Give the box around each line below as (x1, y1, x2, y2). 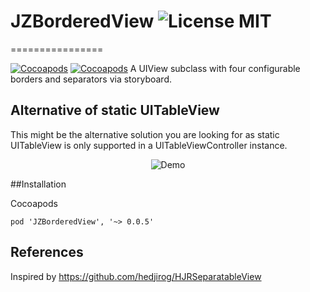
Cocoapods (10, 197, 58, 209)
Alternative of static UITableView (10, 102, 220, 119)
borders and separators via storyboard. (10, 73, 172, 85)
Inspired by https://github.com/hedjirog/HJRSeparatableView (10, 270, 262, 282)
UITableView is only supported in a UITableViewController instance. (10, 139, 288, 151)
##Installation (10, 178, 67, 190)
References (10, 244, 84, 261)
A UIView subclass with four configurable (129, 62, 301, 74)
